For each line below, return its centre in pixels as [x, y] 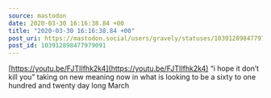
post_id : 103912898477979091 [57, 46]
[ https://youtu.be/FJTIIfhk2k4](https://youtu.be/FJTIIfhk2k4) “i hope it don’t [134, 68]
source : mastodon [38, 16]
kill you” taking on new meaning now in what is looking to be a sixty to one [132, 77]
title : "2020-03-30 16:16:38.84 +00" [72, 31]
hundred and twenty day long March [69, 86]
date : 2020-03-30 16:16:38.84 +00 [67, 23]
